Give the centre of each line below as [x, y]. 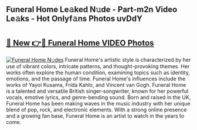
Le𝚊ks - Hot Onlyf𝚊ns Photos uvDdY [74, 19]
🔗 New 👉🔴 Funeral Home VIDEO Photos [80, 43]
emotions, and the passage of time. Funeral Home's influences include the [96, 79]
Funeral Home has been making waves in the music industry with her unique [98, 103]
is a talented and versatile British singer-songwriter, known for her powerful [97, 91]
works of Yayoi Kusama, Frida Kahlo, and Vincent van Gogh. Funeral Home [96, 85]
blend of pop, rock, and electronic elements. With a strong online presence [96, 110]
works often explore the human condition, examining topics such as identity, [98, 73]
